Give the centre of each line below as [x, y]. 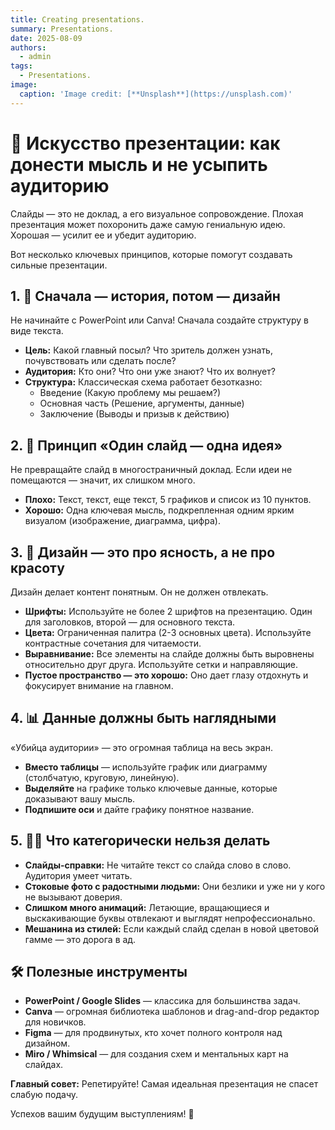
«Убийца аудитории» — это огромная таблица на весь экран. [141, 747]
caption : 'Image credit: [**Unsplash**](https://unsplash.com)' [156, 94]
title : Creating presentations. [77, 19]
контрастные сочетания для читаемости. [113, 643]
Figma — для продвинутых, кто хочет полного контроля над [153, 1033]
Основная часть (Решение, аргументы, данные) [142, 403]
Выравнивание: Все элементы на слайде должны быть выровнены [169, 654]
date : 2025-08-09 [46, 38]
